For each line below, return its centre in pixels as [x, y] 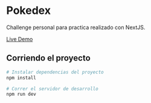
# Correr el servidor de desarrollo [52, 88]
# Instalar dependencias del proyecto [55, 72]
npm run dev [21, 95]
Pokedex [29, 11]
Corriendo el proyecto [48, 58]
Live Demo [20, 39]
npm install [21, 78]
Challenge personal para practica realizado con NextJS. [76, 27]
